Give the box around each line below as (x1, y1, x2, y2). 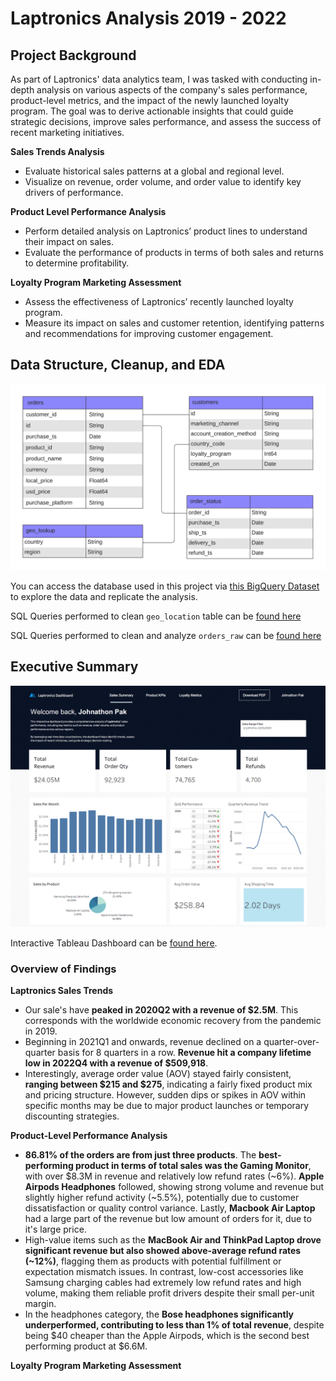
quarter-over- (263, 1036, 320, 1048)
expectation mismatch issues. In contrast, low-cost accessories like (24, 1266, 304, 1278)
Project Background (10, 47, 137, 64)
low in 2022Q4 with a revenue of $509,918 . (24, 1057, 209, 1069)
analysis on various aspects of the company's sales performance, (36, 84, 308, 96)
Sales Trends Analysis (10, 146, 105, 157)
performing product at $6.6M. (24, 1340, 148, 1352)
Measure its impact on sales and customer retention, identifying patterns (24, 317, 325, 329)
